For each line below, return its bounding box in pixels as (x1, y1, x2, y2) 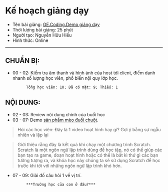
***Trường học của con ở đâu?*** (25, 182, 96, 187)
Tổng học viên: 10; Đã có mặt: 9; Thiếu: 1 (25, 85, 118, 90)
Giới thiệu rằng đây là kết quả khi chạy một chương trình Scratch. (17, 141, 151, 147)
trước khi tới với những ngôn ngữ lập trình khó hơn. (17, 163, 122, 169)
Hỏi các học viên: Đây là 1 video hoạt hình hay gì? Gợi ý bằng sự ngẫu (17, 126, 161, 132)
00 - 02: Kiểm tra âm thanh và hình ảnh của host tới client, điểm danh (12, 70, 155, 76)
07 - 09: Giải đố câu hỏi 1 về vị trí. (12, 172, 82, 178)
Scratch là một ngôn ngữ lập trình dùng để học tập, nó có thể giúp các (17, 147, 162, 153)
